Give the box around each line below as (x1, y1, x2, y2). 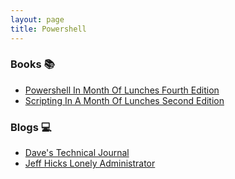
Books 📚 (10, 57, 55, 71)
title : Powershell (10, 24, 87, 34)
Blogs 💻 (10, 120, 52, 134)
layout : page (10, 14, 65, 25)
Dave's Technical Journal (24, 147, 130, 159)
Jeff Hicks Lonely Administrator (24, 157, 156, 170)
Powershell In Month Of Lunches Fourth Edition (24, 84, 220, 96)
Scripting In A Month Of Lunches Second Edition (24, 94, 225, 106)
